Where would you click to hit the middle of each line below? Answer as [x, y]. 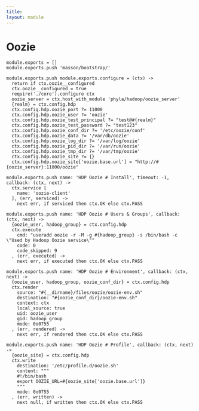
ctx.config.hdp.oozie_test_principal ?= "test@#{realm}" [84, 120]
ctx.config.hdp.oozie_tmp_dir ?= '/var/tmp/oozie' [76, 152]
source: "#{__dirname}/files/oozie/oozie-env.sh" [80, 293]
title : [14, 12]
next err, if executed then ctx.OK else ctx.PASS [80, 261]
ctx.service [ [29, 188]
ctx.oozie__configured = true [49, 89]
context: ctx [33, 303]
